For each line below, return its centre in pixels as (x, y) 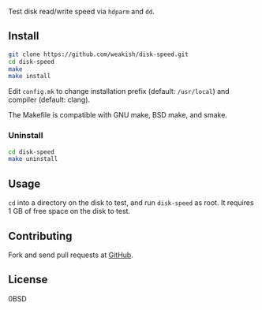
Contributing (40, 236)
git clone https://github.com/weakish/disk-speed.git (99, 54)
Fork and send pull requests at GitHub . (71, 255)
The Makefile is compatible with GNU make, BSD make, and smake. (118, 115)
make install (30, 77)
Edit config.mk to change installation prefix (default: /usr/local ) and (119, 92)
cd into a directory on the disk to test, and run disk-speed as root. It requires (131, 203)
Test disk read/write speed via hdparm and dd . (82, 11)
